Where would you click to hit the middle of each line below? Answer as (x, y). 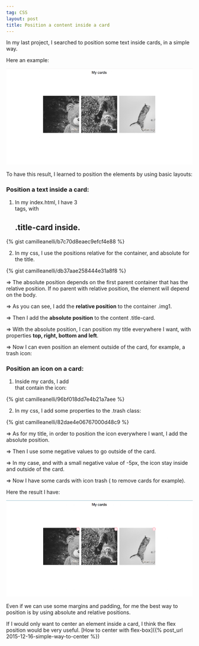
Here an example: (28, 60)
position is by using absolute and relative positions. (68, 612)
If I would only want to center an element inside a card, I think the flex (91, 623)
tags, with (27, 209)
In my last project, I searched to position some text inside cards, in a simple (98, 43)
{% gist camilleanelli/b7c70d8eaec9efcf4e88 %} (65, 242)
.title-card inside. (47, 227)
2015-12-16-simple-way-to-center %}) (53, 636)
